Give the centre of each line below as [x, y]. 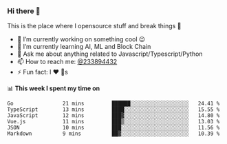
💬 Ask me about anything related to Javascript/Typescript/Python [110, 54]
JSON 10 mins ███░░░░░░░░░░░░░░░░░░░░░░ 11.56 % [113, 128]
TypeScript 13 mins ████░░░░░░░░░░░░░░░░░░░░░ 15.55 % [113, 110]
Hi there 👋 [24, 11]
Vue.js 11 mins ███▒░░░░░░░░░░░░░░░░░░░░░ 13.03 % [113, 122]
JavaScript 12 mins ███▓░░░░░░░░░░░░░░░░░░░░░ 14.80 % [113, 116]
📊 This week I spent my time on [54, 88]
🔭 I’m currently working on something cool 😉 [81, 39]
